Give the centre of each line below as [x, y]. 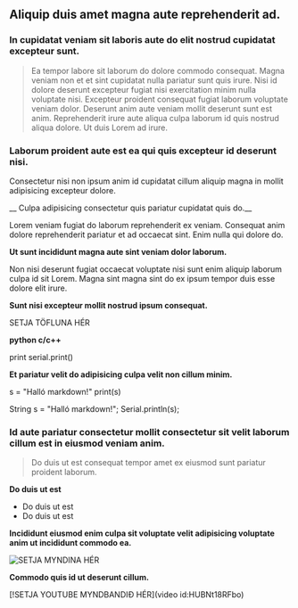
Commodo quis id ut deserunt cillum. [79, 578]
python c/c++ [35, 340]
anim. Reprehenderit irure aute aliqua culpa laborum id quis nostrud [155, 118]
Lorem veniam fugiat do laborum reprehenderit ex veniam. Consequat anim [147, 225]
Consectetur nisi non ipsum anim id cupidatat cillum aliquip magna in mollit [146, 181]
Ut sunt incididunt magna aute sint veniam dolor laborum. [118, 251]
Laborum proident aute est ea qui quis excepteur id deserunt [143, 151]
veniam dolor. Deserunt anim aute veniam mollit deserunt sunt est [152, 108]
